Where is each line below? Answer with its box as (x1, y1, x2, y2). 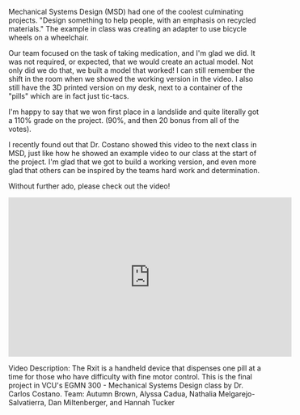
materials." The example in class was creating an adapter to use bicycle (8, 24, 247, 33)
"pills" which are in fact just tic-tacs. (8, 91, 129, 100)
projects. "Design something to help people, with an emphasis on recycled (8, 15, 256, 25)
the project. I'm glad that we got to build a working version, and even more (8, 157, 257, 167)
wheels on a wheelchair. (8, 32, 89, 42)
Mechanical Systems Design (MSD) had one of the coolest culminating (8, 7, 244, 16)
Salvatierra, (8, 398, 47, 407)
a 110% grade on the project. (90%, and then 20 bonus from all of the (8, 116, 240, 125)
